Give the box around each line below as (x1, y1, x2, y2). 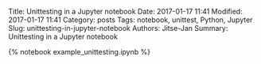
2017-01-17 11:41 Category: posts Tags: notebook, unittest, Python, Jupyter (8, 15, 253, 24)
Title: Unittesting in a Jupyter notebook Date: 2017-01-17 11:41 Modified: (8, 7, 243, 16)
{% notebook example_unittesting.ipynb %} (8, 47, 151, 56)
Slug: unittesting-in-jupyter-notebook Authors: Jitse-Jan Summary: (8, 24, 228, 32)
